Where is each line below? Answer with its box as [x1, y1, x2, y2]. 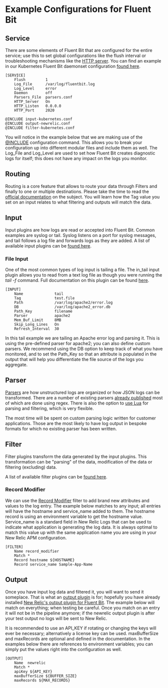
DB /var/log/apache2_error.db [14, 304, 111, 309]
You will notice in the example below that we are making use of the [5, 134, 143, 140]
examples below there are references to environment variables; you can [5, 641, 153, 647]
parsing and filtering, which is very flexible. [5, 405, 94, 411]
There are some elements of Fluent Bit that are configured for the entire [5, 47, 152, 53]
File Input [5, 255, 28, 262]
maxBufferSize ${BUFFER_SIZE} [14, 673, 77, 678]
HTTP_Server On [14, 99, 50, 104]
